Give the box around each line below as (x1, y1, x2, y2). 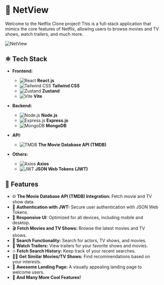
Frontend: (12, 68, 33, 74)
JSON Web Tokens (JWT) (35, 166, 88, 171)
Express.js (46, 117, 69, 123)
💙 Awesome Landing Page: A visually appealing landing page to (12, 264, 142, 270)
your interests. (12, 258, 42, 264)
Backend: (12, 103, 32, 109)
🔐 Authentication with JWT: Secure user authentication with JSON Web (12, 204, 159, 210)
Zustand (42, 88, 60, 94)
